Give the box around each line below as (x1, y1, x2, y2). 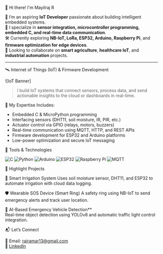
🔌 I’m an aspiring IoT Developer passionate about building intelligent (5, 14, 142, 20)
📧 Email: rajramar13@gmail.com (5, 238, 68, 244)
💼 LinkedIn (5, 243, 26, 249)
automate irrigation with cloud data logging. (5, 180, 92, 186)
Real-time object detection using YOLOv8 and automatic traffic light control (5, 212, 156, 217)
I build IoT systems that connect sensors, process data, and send (16, 88, 147, 93)
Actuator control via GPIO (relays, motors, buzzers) (12, 122, 114, 128)
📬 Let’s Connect (5, 227, 39, 233)
